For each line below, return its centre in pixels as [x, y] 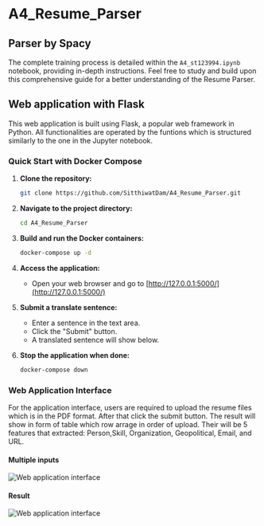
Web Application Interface [60, 390]
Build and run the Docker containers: [82, 238]
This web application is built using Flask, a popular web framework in [121, 124]
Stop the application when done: [74, 355]
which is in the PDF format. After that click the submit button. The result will [132, 416]
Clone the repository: [56, 179]
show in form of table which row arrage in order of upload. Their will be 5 [128, 424]
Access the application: [60, 268]
